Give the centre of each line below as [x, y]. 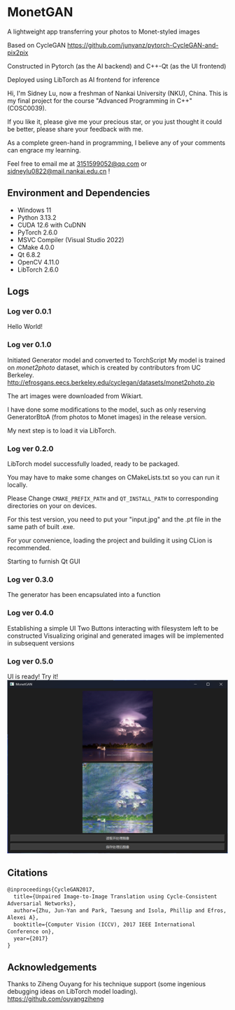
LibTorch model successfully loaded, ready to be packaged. [93, 464]
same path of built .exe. [41, 527]
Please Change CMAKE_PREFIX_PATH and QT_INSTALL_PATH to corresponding [113, 498]
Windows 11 [34, 210]
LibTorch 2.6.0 [38, 269]
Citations [28, 873]
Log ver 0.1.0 [29, 345]
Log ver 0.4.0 [30, 613]
